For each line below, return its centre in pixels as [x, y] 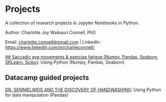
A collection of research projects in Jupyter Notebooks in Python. [72, 23]
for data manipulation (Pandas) [37, 95]
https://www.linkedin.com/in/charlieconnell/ [50, 47]
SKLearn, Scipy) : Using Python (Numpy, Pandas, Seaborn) [65, 62]
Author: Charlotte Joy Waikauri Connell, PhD [50, 32]
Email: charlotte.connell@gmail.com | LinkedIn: [53, 42]
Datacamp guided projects [47, 78]
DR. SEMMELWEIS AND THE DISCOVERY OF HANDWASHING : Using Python [83, 90]
